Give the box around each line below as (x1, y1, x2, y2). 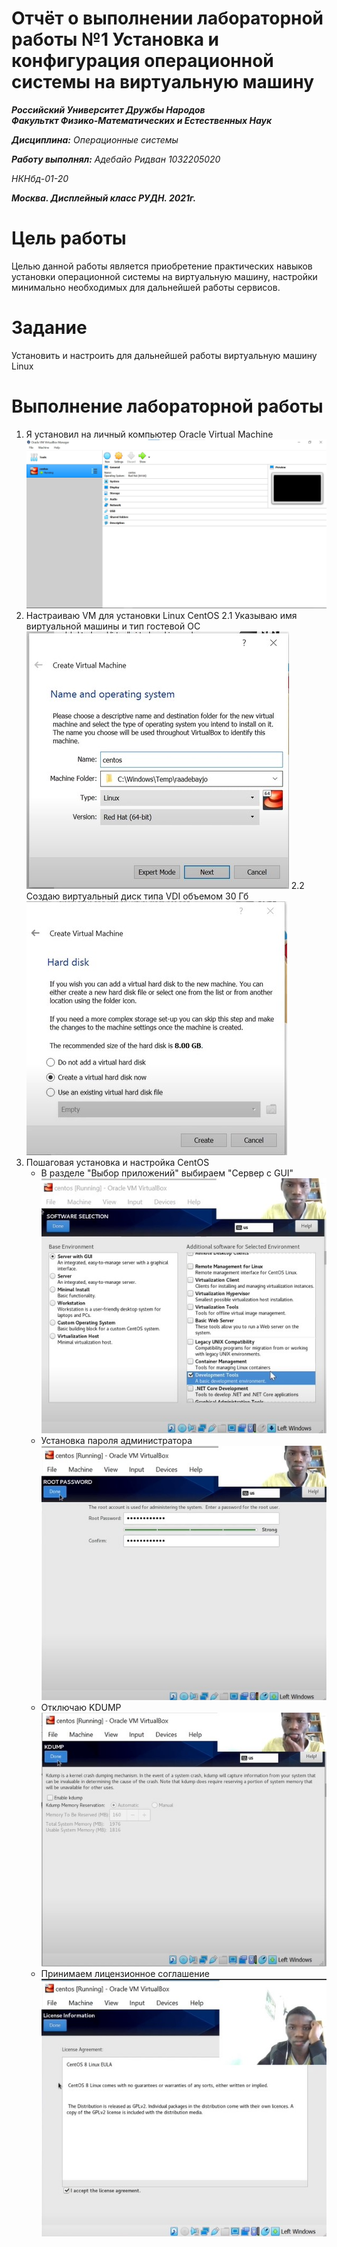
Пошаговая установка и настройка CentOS (25, 1156, 210, 1168)
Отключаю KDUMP (40, 1702, 122, 1714)
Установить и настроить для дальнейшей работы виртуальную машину (11, 349, 318, 361)
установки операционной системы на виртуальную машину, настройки (11, 270, 318, 282)
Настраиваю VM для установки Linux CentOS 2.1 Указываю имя (25, 609, 298, 621)
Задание (11, 317, 88, 339)
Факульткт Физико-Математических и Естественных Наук (11, 114, 273, 126)
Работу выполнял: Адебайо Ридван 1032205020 (11, 153, 221, 165)
